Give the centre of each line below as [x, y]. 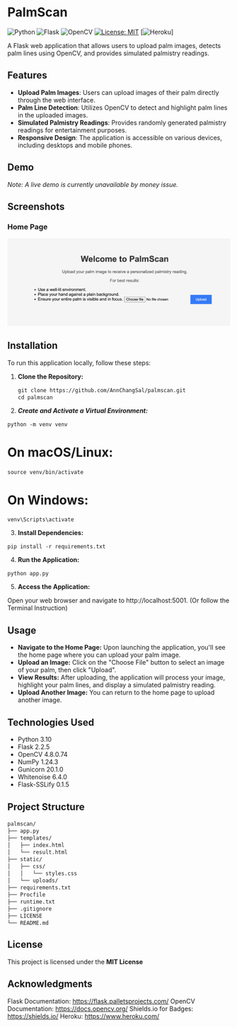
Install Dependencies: [50, 533]
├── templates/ [30, 838]
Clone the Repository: [50, 377]
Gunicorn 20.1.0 [40, 769]
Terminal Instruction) [38, 608]
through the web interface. [56, 100]
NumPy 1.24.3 [38, 762]
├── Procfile [27, 895]
